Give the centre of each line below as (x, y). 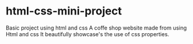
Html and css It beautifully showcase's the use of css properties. (88, 34)
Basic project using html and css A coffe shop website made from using (96, 28)
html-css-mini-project (64, 11)
